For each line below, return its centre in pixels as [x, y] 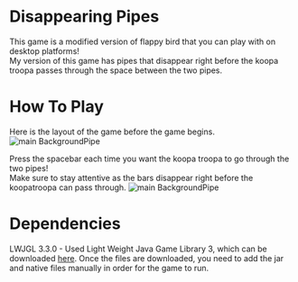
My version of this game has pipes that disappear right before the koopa [144, 60]
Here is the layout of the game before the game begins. [112, 132]
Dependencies [65, 224]
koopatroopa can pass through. [68, 187]
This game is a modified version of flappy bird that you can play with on [143, 41]
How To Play [56, 107]
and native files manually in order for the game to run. [109, 268]
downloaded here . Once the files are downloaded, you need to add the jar [147, 258]
